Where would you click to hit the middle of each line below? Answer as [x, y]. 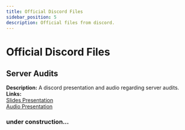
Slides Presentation [30, 100]
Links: [14, 94]
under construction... [38, 122]
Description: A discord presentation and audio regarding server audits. [92, 88]
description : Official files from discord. [61, 22]
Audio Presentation [30, 106]
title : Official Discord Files [45, 12]
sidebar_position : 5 [32, 17]
